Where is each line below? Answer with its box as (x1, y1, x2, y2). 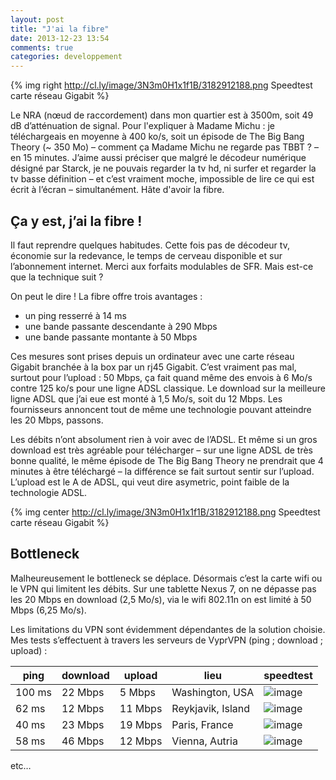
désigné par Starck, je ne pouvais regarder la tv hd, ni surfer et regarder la (10, 162, 317, 175)
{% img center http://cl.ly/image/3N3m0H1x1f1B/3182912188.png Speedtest (10, 506, 321, 518)
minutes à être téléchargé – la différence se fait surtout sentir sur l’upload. (10, 465, 315, 477)
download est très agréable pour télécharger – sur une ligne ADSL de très (10, 444, 314, 456)
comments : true (10, 42, 74, 53)
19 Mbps (119, 717, 163, 731)
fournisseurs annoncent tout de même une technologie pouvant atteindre (10, 403, 312, 415)
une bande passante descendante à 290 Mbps (24, 320, 218, 332)
